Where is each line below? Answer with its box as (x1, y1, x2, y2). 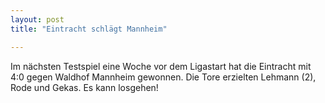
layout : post (10, 14, 65, 25)
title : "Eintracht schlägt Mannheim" (10, 24, 168, 34)
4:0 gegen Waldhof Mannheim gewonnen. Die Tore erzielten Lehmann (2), (10, 71, 317, 83)
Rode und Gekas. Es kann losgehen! (10, 81, 159, 93)
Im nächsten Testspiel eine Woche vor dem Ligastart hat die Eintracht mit (10, 60, 312, 72)
